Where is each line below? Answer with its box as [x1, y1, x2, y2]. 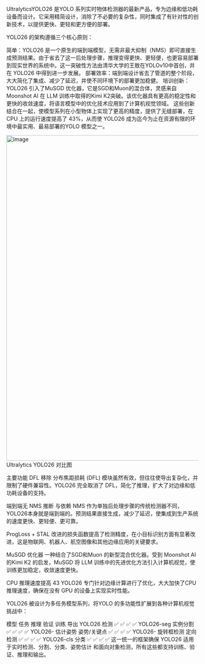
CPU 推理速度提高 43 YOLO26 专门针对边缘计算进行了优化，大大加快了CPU [6, 579, 196, 587]
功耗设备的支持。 [6, 490, 49, 496]
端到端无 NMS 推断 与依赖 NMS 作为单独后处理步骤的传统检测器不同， [6, 502, 183, 509]
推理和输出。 [16, 651, 49, 658]
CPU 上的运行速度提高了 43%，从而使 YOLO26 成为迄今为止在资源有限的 [6, 115, 190, 122]
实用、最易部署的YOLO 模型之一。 [22, 123, 108, 130]
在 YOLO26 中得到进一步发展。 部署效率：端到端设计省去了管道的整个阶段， [6, 70, 198, 76]
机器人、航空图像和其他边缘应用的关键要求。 [48, 538, 162, 545]
